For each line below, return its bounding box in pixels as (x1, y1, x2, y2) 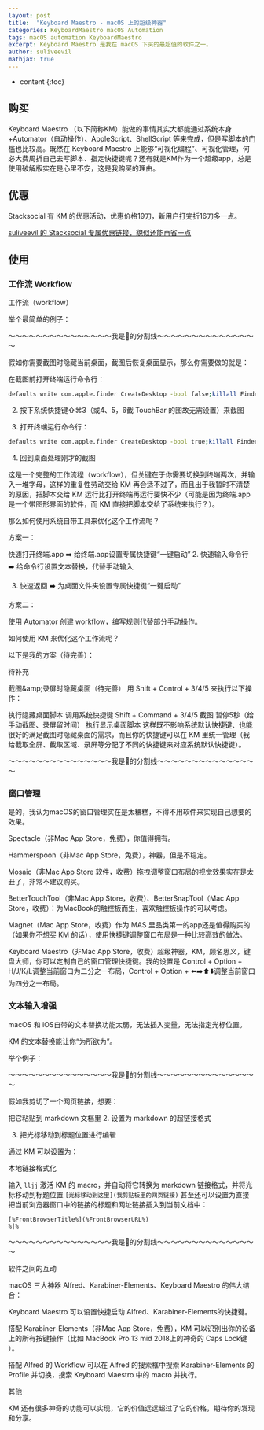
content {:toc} (19, 76, 65, 87)
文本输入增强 (8, 1001, 57, 1012)
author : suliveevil (8, 48, 72, 56)
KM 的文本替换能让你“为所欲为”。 (8, 1036, 117, 1046)
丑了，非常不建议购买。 (8, 877, 84, 886)
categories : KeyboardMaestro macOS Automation (8, 26, 163, 34)
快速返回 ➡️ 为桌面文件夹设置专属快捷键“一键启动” (19, 580, 181, 590)
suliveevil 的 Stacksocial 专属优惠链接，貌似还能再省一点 (8, 227, 192, 237)
